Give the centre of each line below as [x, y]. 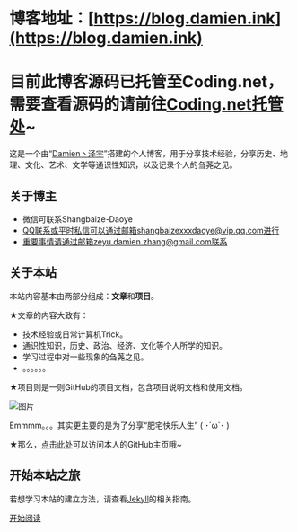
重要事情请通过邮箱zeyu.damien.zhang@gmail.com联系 [125, 241]
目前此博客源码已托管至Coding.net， [146, 82]
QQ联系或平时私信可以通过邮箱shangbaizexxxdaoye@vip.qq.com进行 [151, 230]
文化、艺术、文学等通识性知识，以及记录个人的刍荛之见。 [131, 165]
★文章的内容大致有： [49, 315]
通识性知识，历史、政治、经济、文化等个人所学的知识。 [124, 345]
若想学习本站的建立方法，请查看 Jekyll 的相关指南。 [103, 499]
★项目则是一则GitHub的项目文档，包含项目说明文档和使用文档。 [129, 386]
